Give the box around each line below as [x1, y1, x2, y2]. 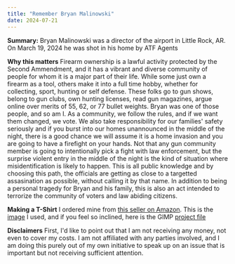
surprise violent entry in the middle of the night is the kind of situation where [7, 154, 228, 162]
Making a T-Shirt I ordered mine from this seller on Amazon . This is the [7, 205, 214, 213]
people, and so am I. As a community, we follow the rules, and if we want [7, 110, 218, 118]
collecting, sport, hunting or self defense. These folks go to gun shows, [7, 87, 214, 95]
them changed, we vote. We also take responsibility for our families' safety [7, 117, 223, 125]
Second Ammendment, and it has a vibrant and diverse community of [7, 65, 208, 73]
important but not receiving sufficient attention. [7, 249, 144, 257]
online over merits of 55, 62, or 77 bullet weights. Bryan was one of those [7, 102, 220, 110]
